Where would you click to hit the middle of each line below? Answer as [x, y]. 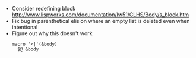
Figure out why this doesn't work [52, 33]
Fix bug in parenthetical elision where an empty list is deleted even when [101, 21]
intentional [25, 27]
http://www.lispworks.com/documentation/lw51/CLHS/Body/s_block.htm [100, 15]
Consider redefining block [44, 8]
